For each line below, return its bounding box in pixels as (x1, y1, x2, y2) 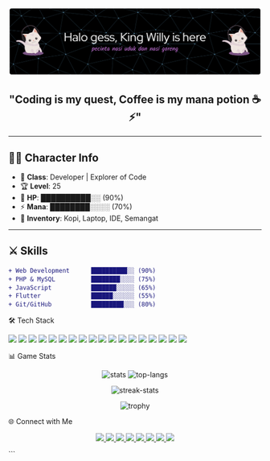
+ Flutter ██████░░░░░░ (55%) (8, 292, 157, 300)
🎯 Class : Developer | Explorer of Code (19, 172, 147, 182)
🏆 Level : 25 (19, 181, 62, 191)
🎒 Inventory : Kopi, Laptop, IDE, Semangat (19, 213, 159, 223)
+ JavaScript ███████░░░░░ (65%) (8, 283, 157, 292)
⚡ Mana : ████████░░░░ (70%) (19, 201, 133, 212)
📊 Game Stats (8, 352, 56, 361)
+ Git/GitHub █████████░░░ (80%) (8, 301, 157, 309)
